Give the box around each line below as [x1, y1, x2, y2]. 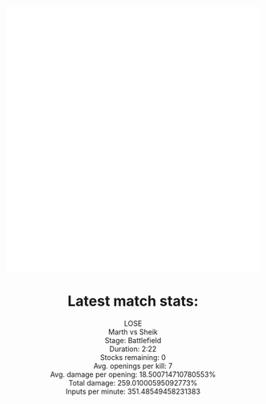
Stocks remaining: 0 [99, 352, 167, 362]
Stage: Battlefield [104, 335, 162, 345]
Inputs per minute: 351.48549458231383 [65, 386, 201, 396]
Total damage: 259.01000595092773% [68, 378, 198, 387]
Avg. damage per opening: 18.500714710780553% [50, 370, 216, 379]
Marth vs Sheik [107, 326, 159, 337]
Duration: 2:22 [109, 344, 157, 354]
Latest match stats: [67, 292, 199, 310]
